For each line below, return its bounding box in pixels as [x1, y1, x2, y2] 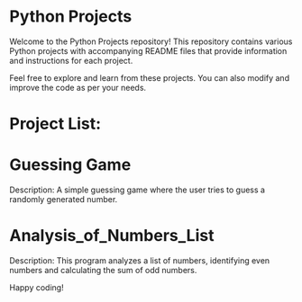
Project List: [9, 114, 102, 134]
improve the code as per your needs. [9, 82, 147, 93]
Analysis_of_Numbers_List [9, 226, 215, 246]
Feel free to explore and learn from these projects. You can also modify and [9, 72, 290, 83]
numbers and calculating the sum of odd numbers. [9, 265, 197, 275]
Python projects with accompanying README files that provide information [9, 45, 288, 56]
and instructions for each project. [9, 55, 133, 66]
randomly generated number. [9, 194, 118, 205]
